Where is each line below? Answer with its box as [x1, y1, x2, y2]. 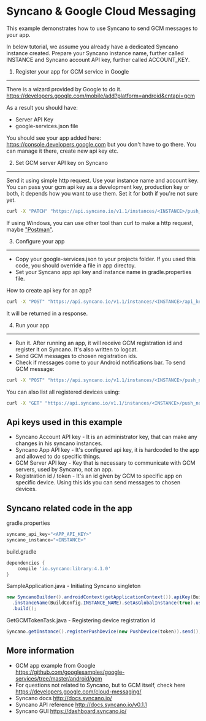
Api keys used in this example [6, 417, 123, 427]
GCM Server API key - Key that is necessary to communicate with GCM [15, 459, 196, 467]
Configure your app [15, 237, 65, 245]
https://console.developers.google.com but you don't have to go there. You [6, 140, 197, 148]
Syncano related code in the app [6, 503, 133, 513]
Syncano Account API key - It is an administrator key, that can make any [15, 433, 197, 441]
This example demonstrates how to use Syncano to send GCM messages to [6, 25, 198, 32]
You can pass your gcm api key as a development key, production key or [6, 183, 190, 191]
